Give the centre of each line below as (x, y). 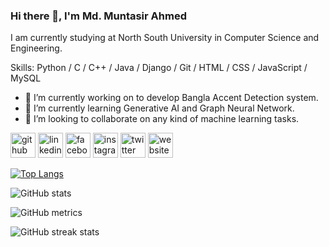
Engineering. (36, 48)
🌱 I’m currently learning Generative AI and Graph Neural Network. (159, 108)
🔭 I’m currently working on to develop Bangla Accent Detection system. (171, 98)
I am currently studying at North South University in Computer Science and (165, 38)
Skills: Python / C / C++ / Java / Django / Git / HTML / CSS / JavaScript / (159, 68)
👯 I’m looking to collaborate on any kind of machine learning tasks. (162, 119)
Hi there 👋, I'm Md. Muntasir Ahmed (98, 16)
